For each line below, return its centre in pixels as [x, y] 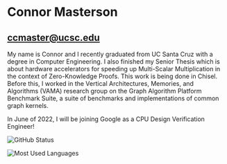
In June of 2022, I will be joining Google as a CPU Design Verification [106, 119]
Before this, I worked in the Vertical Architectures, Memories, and [101, 83]
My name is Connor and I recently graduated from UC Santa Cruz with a [110, 54]
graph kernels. [28, 106]
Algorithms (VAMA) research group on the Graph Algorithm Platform [105, 91]
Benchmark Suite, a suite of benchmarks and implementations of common [113, 98]
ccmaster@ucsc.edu [54, 38]
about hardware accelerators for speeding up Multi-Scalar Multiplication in [114, 69]
